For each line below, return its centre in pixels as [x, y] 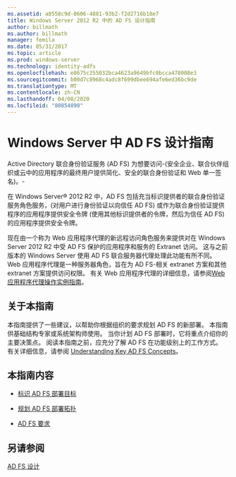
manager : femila [31, 40]
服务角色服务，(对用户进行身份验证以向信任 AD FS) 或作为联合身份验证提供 [116, 205]
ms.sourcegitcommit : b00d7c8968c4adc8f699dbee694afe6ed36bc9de [102, 79]
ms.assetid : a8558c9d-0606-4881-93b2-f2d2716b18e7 [83, 14]
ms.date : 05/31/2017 [38, 47]
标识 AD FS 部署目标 [47, 394]
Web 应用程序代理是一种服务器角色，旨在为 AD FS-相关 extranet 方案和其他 [117, 264]
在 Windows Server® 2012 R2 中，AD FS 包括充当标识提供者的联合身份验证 [116, 196]
